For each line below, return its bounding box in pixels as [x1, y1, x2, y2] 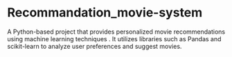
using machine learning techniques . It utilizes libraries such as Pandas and [7, 34, 222, 43]
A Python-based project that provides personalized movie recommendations [7, 27, 226, 36]
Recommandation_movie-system [7, 5, 203, 21]
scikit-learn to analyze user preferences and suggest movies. [7, 42, 182, 50]
